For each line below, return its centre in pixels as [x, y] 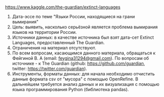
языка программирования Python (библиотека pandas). [70, 89]
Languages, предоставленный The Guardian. [59, 43]
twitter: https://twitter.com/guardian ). [49, 69]
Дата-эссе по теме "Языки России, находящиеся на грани [73, 16]
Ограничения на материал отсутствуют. [54, 48]
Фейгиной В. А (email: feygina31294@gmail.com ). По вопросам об [81, 58]
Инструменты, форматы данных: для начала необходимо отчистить [83, 74]
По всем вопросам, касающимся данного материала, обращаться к [84, 53]
